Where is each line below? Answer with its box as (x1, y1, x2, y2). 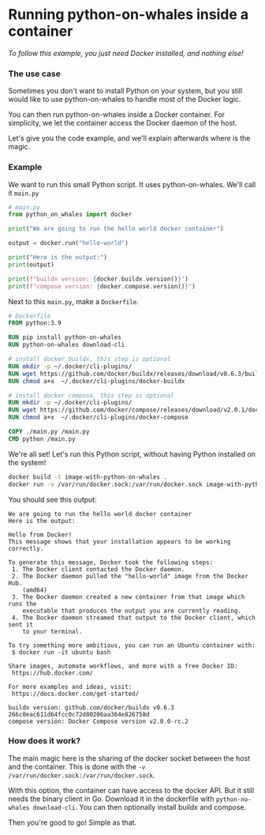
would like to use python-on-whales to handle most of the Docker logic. (8, 95, 241, 104)
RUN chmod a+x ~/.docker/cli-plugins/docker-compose (8, 413, 189, 422)
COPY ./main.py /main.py (8, 428, 90, 436)
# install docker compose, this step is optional (8, 391, 175, 400)
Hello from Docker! (8, 531, 73, 539)
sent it (8, 620, 34, 629)
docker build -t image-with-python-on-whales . (8, 472, 168, 481)
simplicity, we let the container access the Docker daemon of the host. (8, 118, 237, 128)
